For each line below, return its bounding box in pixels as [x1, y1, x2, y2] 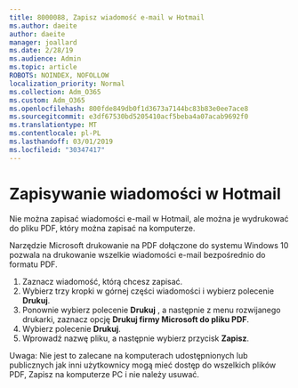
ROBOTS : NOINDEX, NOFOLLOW [9, 71, 109, 80]
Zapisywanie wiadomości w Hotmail [9, 183, 282, 204]
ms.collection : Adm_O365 [9, 87, 101, 96]
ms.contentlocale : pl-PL [9, 129, 101, 138]
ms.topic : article [9, 63, 77, 72]
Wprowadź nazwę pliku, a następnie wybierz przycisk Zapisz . [21, 333, 250, 344]
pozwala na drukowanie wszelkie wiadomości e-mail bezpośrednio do [9, 249, 266, 260]
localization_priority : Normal [9, 79, 125, 88]
